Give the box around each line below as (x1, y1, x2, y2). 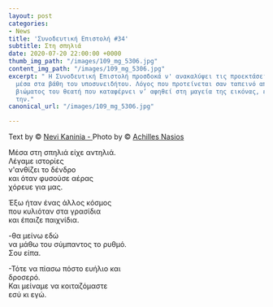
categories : (8, 19, 49, 28)
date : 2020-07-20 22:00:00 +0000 (8, 50, 122, 58)
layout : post (8, 11, 53, 20)
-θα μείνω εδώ (8, 231, 59, 240)
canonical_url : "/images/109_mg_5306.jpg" (8, 102, 154, 110)
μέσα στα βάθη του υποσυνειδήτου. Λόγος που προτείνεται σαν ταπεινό (15, 80, 256, 88)
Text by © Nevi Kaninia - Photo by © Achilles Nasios (8, 132, 184, 142)
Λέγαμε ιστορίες (8, 156, 64, 166)
